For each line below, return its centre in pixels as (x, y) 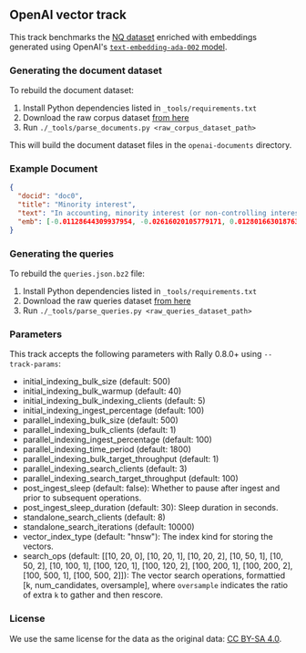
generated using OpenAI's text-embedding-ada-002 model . (118, 47)
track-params (34, 364)
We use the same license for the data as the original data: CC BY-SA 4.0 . (146, 638)
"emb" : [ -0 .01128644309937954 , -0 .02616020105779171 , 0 (126, 221)
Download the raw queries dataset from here (107, 300)
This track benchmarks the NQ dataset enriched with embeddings (133, 37)
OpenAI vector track (68, 15)
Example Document (54, 169)
